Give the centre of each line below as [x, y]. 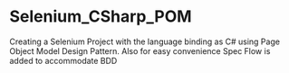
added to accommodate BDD [63, 60]
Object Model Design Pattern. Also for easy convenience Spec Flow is [140, 50]
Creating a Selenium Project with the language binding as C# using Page [145, 41]
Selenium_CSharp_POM [101, 17]
